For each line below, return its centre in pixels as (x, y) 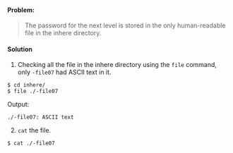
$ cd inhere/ (26, 85)
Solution (20, 49)
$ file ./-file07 (33, 92)
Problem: (21, 10)
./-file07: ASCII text (41, 117)
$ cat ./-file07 (31, 143)
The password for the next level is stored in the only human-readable (125, 25)
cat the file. (34, 130)
